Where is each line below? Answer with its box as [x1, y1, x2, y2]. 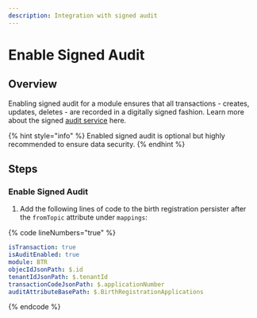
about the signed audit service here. [8, 115, 127, 125]
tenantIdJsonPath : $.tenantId [8, 273, 109, 281]
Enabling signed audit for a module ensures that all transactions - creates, [8, 99, 250, 108]
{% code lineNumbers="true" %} [8, 228, 117, 238]
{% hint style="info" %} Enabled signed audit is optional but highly [8, 130, 226, 140]
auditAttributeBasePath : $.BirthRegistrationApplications [8, 288, 204, 296]
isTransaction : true [8, 243, 77, 251]
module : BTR [8, 258, 48, 266]
